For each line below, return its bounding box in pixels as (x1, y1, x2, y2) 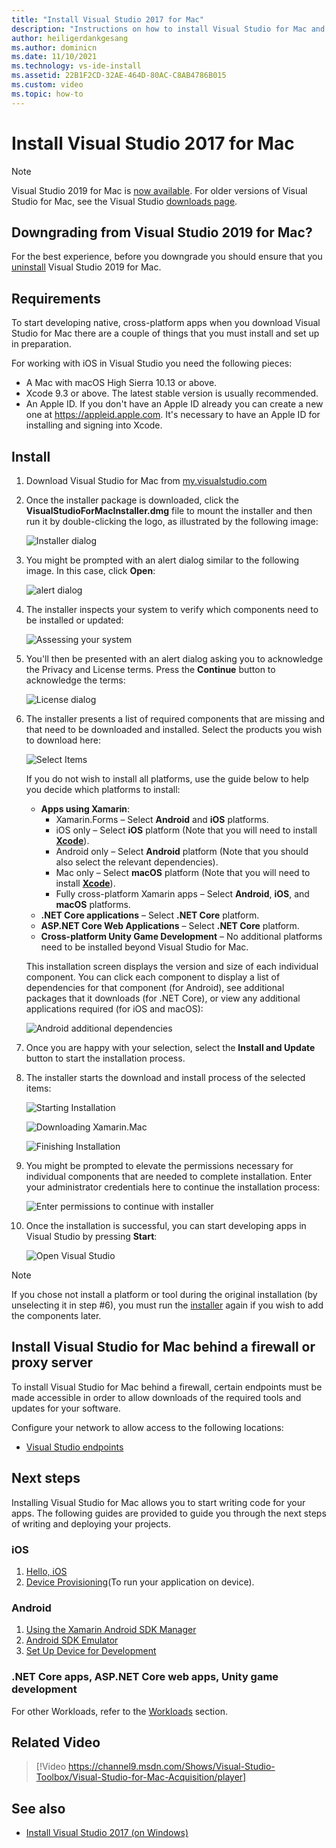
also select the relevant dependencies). (55, 856, 219, 868)
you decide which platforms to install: (25, 784, 181, 795)
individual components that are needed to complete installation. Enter (25, 1171, 313, 1182)
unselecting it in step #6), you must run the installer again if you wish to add (11, 1299, 324, 1311)
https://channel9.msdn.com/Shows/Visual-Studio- (68, 1761, 276, 1773)
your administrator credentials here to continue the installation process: (25, 1181, 321, 1193)
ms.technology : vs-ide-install (11, 61, 142, 71)
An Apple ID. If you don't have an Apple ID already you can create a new (25, 398, 324, 410)
